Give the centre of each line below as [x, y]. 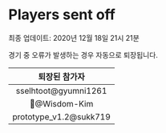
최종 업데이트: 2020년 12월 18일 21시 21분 [74, 38]
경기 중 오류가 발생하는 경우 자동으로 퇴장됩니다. [83, 54]
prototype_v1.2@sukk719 [61, 116]
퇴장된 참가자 [62, 76]
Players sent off [62, 15]
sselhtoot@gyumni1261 [61, 91]
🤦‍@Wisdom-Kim [61, 103]
